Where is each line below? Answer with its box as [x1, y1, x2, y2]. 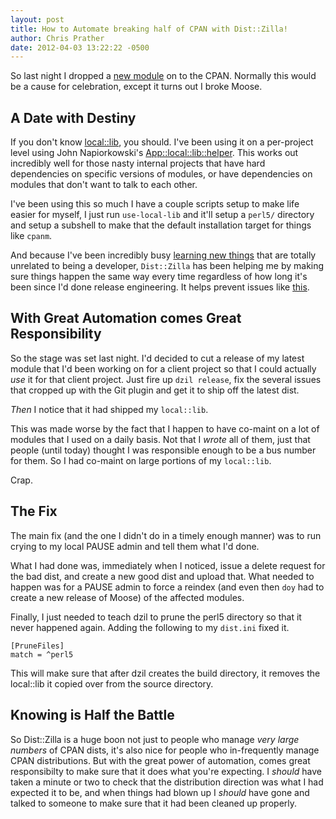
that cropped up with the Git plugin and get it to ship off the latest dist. [10, 384, 300, 396]
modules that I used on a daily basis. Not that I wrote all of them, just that [10, 433, 311, 445]
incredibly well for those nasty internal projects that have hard [10, 157, 266, 170]
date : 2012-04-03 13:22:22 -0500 [10, 42, 150, 53]
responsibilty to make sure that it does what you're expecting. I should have [10, 765, 323, 777]
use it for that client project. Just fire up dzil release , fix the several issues [10, 373, 322, 385]
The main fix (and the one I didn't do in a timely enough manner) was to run [10, 529, 322, 541]
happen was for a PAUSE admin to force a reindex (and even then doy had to [10, 581, 325, 593]
